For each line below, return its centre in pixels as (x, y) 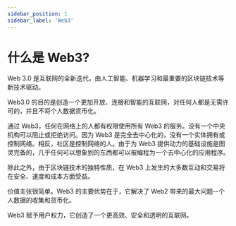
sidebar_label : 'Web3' (41, 20)
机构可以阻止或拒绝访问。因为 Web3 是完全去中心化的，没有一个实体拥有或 (116, 135)
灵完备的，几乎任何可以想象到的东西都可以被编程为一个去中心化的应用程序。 (118, 153)
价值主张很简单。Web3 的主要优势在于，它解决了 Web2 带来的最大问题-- (113, 191)
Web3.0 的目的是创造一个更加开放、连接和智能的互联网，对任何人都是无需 (115, 102)
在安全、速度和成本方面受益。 (50, 177)
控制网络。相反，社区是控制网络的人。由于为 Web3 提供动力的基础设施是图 (116, 144)
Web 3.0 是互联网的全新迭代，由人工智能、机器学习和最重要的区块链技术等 (116, 78)
